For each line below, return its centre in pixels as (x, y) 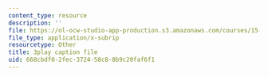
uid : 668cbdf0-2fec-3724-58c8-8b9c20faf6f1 (82, 60)
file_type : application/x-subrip (64, 38)
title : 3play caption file (53, 52)
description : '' (35, 23)
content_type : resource (48, 15)
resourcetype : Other (43, 45)
